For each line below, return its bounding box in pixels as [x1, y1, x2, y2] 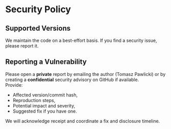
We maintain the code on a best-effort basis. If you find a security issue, [5, 37, 157, 43]
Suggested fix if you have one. [12, 108, 78, 114]
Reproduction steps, [12, 97, 56, 103]
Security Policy [5, 4, 71, 15]
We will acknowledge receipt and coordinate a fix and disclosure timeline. [5, 118, 160, 124]
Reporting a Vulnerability [5, 58, 87, 66]
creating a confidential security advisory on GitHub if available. [5, 76, 139, 83]
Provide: [5, 82, 23, 88]
